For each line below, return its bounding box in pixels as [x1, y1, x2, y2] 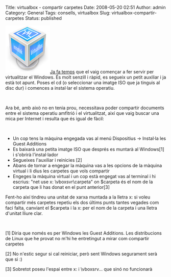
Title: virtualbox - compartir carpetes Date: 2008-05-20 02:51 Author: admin [5, 5, 166, 10]
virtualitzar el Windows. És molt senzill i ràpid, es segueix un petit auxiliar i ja [5, 74, 166, 80]
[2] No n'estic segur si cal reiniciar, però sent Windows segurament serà [5, 251, 157, 257]
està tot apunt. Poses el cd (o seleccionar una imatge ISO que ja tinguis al [5, 80, 160, 86]
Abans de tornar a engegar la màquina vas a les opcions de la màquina [12, 163, 162, 168]
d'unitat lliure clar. [5, 210, 43, 216]
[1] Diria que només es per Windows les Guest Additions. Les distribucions [5, 230, 162, 236]
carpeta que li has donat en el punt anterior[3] [12, 184, 110, 190]
